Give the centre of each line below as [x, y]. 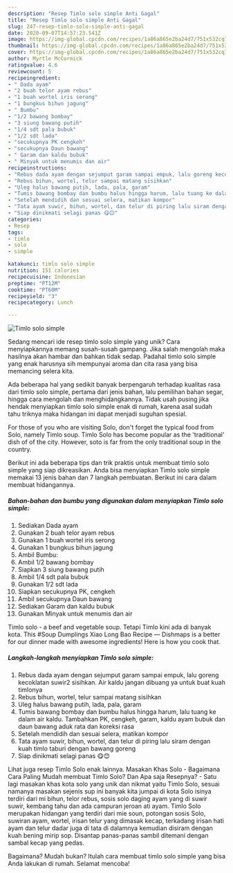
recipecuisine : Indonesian [47, 277]
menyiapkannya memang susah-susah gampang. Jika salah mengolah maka [116, 349]
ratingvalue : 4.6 [33, 65]
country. [20, 450]
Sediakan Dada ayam [48, 526]
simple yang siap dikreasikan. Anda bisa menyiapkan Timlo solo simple [109, 470]
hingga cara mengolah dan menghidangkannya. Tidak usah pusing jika [109, 399]
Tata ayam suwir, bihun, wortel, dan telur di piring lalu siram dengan [114, 742]
